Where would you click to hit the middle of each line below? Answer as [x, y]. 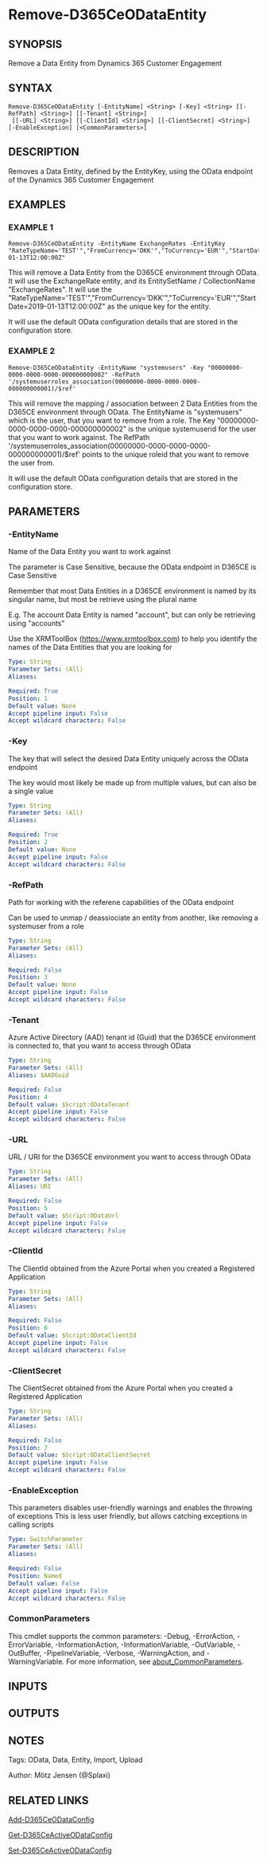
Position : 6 [28, 1328]
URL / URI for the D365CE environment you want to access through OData [130, 1157]
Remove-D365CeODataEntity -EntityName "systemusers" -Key [106, 367]
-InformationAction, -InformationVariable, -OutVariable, [145, 1645]
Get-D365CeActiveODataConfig [60, 1835]
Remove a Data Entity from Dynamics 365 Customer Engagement [115, 63]
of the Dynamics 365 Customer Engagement [81, 179]
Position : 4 [28, 1097]
